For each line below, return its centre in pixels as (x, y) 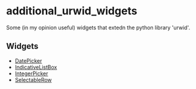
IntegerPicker (31, 73)
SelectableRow (33, 79)
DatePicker (28, 60)
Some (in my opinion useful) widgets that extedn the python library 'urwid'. (98, 27)
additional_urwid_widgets (72, 11)
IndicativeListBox (36, 67)
